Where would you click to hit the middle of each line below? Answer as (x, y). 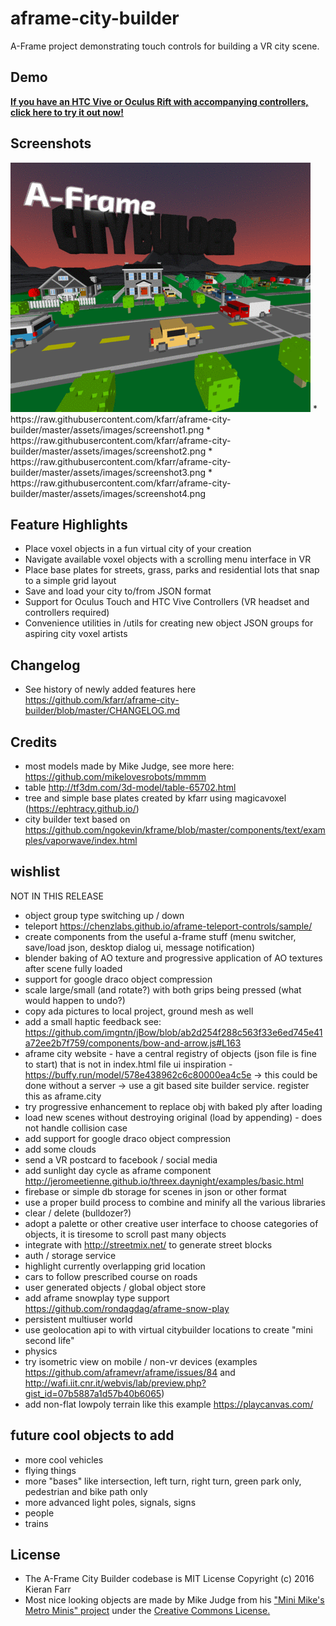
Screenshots (51, 143)
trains (36, 1523)
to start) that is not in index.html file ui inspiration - (128, 1064)
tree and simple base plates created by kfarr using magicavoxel (155, 798)
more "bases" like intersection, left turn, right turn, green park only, (163, 1481)
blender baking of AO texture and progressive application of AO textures (173, 958)
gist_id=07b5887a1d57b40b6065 (93, 1393)
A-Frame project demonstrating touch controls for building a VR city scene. (165, 46)
